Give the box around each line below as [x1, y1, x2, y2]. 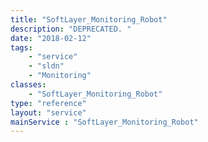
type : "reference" [10, 98, 87, 108]
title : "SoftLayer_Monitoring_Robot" [10, 14, 168, 25]
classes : [10, 80, 47, 90]
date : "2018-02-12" [10, 33, 92, 43]
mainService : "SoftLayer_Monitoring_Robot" [10, 117, 199, 127]
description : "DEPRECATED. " [10, 24, 132, 34]
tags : [10, 42, 33, 53]
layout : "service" [10, 107, 87, 118]
